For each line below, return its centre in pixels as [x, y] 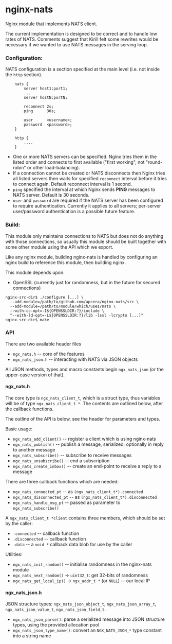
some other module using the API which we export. [60, 247]
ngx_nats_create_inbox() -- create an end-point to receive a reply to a [87, 466]
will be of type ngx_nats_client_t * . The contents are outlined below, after [84, 404]
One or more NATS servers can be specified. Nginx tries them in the [85, 157]
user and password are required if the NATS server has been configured [88, 201]
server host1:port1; [46, 89]
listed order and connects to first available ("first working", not [79, 162]
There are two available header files [43, 344]
